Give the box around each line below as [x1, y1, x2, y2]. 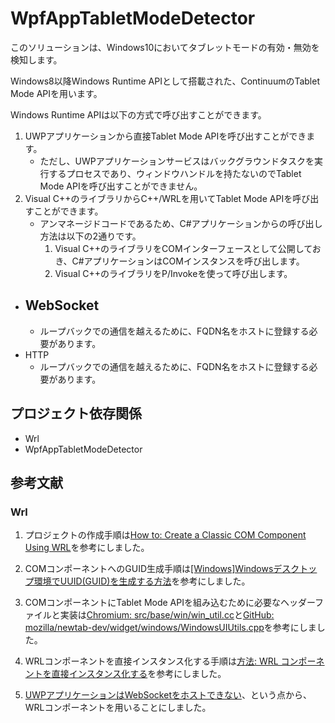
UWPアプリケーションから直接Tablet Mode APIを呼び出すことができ [24, 130, 307, 142]
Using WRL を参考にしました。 [24, 542, 150, 554]
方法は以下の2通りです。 [39, 230, 142, 242]
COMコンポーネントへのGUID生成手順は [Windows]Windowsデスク [24, 563, 300, 575]
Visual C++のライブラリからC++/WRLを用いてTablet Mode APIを [24, 192, 293, 204]
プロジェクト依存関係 [10, 405, 142, 422]
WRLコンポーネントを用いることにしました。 [24, 702, 212, 714]
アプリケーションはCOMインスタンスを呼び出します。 [83, 255, 305, 267]
